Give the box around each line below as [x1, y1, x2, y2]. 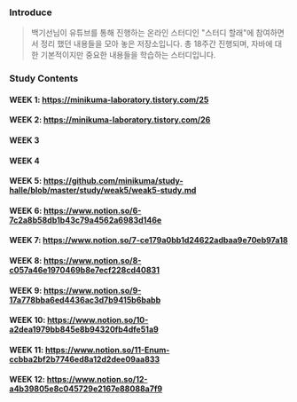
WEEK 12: [9, 374, 46, 385]
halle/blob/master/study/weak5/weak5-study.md [9, 185, 197, 196]
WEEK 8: [9, 255, 43, 265]
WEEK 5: [9, 176, 43, 186]
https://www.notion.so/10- [47, 315, 149, 326]
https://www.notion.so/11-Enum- [44, 344, 170, 355]
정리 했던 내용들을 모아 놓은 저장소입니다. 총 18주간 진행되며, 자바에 [40, 38, 273, 50]
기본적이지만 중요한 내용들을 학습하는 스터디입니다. [40, 50, 216, 60]
